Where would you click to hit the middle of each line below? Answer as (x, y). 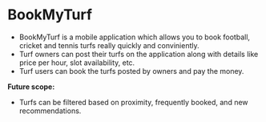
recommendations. (50, 111)
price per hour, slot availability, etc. (77, 63)
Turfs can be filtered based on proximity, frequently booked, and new (134, 102)
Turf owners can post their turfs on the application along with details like (139, 54)
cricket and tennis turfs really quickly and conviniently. (109, 45)
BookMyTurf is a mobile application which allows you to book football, (134, 37)
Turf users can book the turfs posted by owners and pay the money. (131, 71)
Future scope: (31, 87)
